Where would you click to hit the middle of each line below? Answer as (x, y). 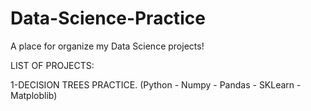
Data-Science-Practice (108, 18)
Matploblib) (34, 95)
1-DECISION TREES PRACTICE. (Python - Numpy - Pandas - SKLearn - (156, 84)
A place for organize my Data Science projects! (107, 46)
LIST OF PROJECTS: (52, 65)
